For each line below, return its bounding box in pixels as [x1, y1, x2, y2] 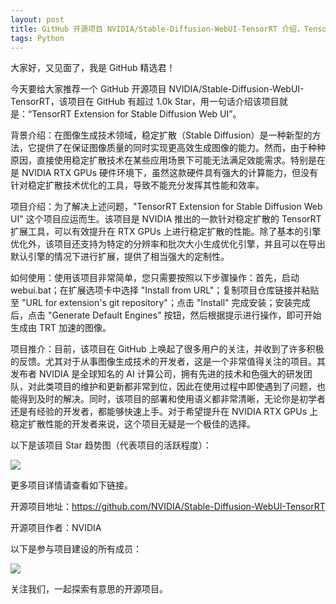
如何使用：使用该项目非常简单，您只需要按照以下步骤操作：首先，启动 [10, 272, 300, 284]
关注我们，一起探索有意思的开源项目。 [10, 583, 168, 595]
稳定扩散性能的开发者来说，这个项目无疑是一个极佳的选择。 [10, 418, 256, 430]
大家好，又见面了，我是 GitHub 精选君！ [10, 62, 176, 74]
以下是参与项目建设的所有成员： [10, 543, 142, 555]
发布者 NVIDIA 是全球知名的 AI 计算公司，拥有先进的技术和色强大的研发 [10, 368, 304, 380]
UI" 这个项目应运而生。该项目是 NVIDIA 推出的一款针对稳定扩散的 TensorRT [10, 213, 322, 225]
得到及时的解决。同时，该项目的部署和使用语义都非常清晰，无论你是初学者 [18, 393, 326, 405]
